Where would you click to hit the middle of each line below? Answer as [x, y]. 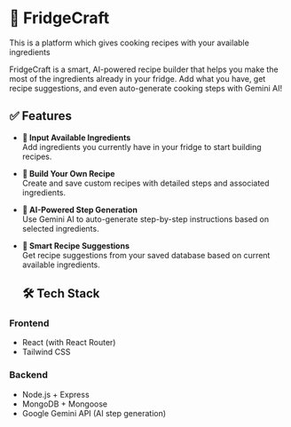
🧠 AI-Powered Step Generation [79, 210]
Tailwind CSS [46, 352]
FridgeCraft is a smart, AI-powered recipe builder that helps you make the [144, 69]
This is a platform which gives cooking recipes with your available [130, 43]
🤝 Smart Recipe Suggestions [76, 245]
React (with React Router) [69, 343]
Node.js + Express [56, 394]
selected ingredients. [60, 228]
